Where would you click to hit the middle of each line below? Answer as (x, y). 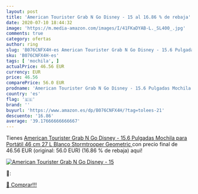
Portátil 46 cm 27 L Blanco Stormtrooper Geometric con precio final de (92, 144)
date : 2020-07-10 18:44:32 (39, 22)
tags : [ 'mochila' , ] (33, 61)
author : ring (22, 45)
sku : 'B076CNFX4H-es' (33, 55)
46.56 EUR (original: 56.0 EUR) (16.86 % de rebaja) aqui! (74, 150)
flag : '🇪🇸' (21, 99)
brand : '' (18, 105)
